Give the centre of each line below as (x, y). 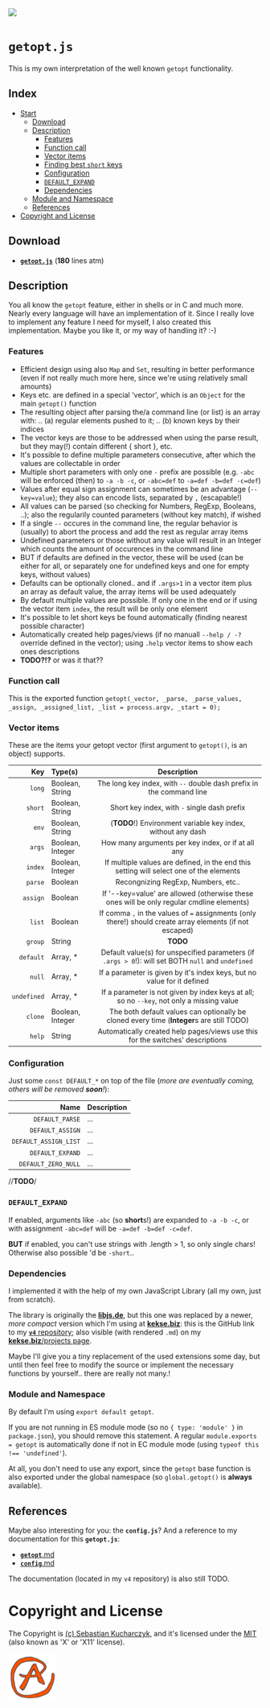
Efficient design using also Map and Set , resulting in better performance (137, 369)
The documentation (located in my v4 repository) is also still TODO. (119, 1579)
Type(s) (65, 771)
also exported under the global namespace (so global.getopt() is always (131, 1477)
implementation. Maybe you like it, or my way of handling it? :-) (112, 331)
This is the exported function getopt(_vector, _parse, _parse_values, (125, 698)
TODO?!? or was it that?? (61, 660)
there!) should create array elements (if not (178, 922)
